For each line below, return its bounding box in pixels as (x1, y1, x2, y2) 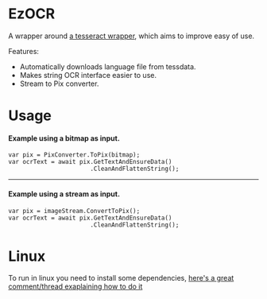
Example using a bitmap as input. (8, 133, 121, 143)
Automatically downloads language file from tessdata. (19, 61, 196, 72)
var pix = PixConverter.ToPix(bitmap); (8, 151, 141, 159)
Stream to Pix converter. (19, 79, 99, 88)
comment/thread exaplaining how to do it (8, 282, 143, 291)
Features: (8, 46, 40, 56)
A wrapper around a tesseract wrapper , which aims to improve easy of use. (8, 31, 255, 41)
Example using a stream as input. (8, 188, 121, 199)
